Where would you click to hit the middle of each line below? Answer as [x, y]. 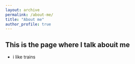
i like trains [24, 57]
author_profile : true [28, 24]
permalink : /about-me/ [29, 15]
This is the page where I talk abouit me [67, 44]
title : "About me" [25, 19]
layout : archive [22, 10]
